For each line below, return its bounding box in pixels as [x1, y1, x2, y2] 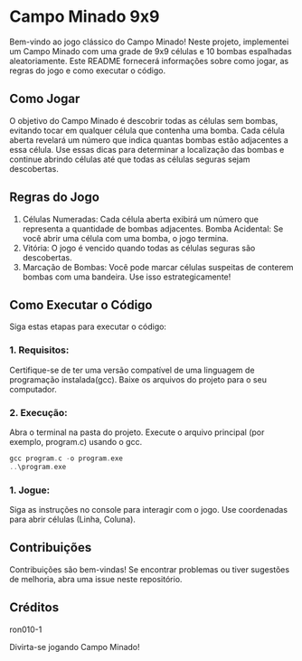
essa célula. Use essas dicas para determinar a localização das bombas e [9, 144, 285, 155]
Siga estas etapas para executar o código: [9, 321, 167, 332]
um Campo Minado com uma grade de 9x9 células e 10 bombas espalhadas [9, 45, 292, 56]
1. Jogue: [9, 484, 51, 496]
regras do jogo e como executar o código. [9, 65, 165, 76]
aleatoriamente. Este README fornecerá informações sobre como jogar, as [9, 55, 289, 66]
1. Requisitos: [9, 344, 70, 356]
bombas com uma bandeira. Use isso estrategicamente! [22, 271, 231, 282]
